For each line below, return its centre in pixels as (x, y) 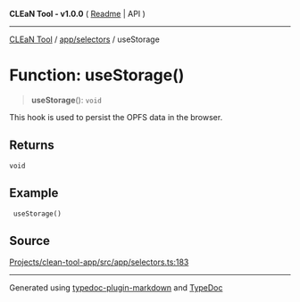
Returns (32, 146)
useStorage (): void (67, 100)
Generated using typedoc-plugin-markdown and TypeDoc (116, 288)
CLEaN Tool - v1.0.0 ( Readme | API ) (77, 14)
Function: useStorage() (97, 75)
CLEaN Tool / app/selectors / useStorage (85, 39)
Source (30, 241)
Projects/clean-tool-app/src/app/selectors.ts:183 (99, 262)
